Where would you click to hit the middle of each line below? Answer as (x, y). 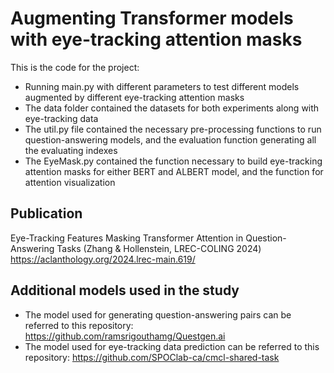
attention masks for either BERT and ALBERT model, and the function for (174, 171)
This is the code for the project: (75, 67)
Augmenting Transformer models (152, 18)
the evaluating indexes (71, 150)
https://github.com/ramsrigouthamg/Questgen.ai (125, 336)
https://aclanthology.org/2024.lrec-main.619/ (103, 259)
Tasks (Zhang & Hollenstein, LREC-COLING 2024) (159, 248)
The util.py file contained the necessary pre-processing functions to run (173, 129)
